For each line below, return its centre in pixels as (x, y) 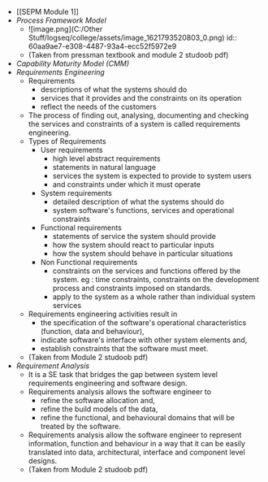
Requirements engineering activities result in (103, 314)
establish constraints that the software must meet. (124, 348)
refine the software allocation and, (98, 400)
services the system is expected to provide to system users (152, 176)
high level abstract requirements (106, 158)
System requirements (76, 193)
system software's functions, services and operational (143, 210)
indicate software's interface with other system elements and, (144, 340)
